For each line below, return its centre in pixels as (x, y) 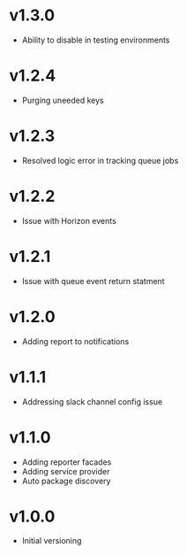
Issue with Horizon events (69, 220)
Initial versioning (52, 541)
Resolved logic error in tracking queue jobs (100, 160)
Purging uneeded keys (63, 100)
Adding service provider (66, 471)
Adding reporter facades (67, 462)
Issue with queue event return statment (93, 281)
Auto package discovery (66, 481)
